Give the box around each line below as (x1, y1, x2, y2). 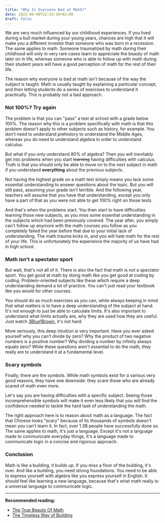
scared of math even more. (5, 383, 60, 389)
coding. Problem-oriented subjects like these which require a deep (5, 277, 140, 283)
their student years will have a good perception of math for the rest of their (5, 61, 156, 67)
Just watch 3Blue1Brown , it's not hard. (5, 318, 82, 324)
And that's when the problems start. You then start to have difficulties (5, 207, 146, 212)
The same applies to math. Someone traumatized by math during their (5, 45, 147, 52)
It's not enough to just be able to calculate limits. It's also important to (5, 308, 146, 314)
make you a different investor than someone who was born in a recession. (5, 40, 155, 46)
